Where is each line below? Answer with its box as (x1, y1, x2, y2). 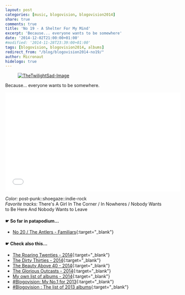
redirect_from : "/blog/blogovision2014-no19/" (5, 49, 104, 54)
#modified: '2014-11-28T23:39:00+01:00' (5, 40, 91, 45)
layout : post (5, 7, 33, 13)
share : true (5, 17, 30, 22)
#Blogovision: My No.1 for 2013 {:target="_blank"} (12, 278, 114, 284)
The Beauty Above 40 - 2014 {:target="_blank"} (12, 262, 110, 268)
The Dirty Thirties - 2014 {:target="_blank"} (12, 257, 101, 263)
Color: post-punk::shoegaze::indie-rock (5, 196, 87, 202)
